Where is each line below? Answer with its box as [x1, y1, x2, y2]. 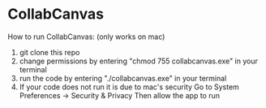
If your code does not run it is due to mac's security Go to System [19, 82, 240, 92]
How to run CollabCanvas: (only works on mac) [7, 32, 165, 41]
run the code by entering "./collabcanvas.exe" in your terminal [19, 73, 227, 83]
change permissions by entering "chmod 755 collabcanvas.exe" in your [19, 56, 259, 66]
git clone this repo [19, 47, 80, 57]
